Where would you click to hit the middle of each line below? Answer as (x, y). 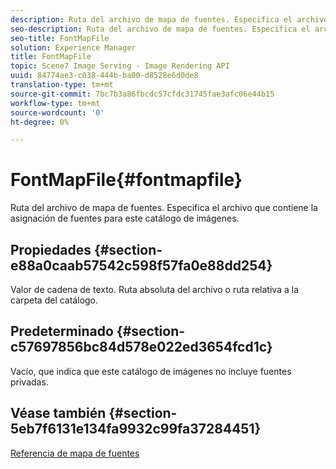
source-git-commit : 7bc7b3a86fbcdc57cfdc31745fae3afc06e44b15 (142, 94)
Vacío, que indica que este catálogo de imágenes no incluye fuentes (151, 371)
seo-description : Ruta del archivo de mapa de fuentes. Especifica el (160, 29)
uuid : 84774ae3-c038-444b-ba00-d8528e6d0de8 (104, 76)
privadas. (29, 382)
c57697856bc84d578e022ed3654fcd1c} (141, 347)
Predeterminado (62, 331)
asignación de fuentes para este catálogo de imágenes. (125, 218)
